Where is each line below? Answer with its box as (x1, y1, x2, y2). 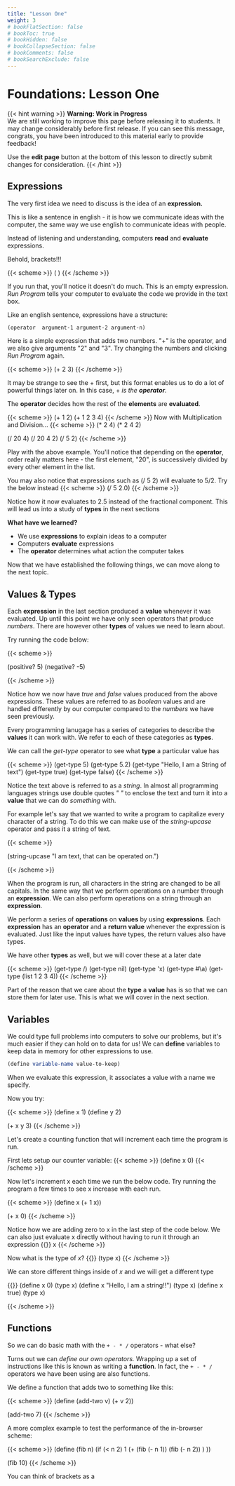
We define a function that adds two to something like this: (7, 1383, 174, 1391)
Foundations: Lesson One (7, 86, 160, 102)
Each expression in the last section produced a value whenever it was (7, 607, 211, 616)
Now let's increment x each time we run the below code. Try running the (7, 1177, 216, 1185)
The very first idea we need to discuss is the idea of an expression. (7, 199, 203, 208)
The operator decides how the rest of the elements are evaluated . (7, 400, 201, 408)
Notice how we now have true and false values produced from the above (7, 690, 218, 698)
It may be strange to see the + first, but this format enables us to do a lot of (7, 379, 224, 387)
